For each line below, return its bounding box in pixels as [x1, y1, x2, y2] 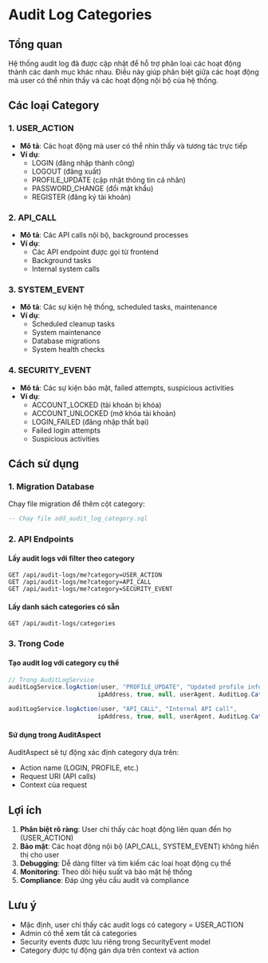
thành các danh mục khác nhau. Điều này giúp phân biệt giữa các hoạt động [8, 67, 259, 77]
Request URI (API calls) [19, 772, 97, 781]
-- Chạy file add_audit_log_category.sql [8, 514, 148, 523]
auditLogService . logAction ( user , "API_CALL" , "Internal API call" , [8, 705, 238, 713]
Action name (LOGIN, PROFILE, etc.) [19, 763, 140, 773]
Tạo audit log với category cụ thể [8, 657, 120, 667]
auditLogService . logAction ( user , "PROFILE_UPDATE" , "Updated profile [8, 683, 245, 691]
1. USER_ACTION [8, 122, 74, 134]
